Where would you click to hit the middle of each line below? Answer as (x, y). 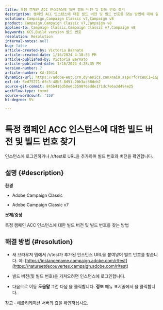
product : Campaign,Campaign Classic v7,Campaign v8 (58, 23)
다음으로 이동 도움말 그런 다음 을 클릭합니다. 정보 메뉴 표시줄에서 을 (75, 286)
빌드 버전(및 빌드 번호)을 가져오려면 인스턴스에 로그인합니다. (69, 276)
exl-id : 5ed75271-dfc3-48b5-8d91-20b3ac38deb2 (53, 82)
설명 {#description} (34, 173)
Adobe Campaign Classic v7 (40, 205)
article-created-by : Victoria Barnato (44, 50)
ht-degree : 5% (19, 100)
